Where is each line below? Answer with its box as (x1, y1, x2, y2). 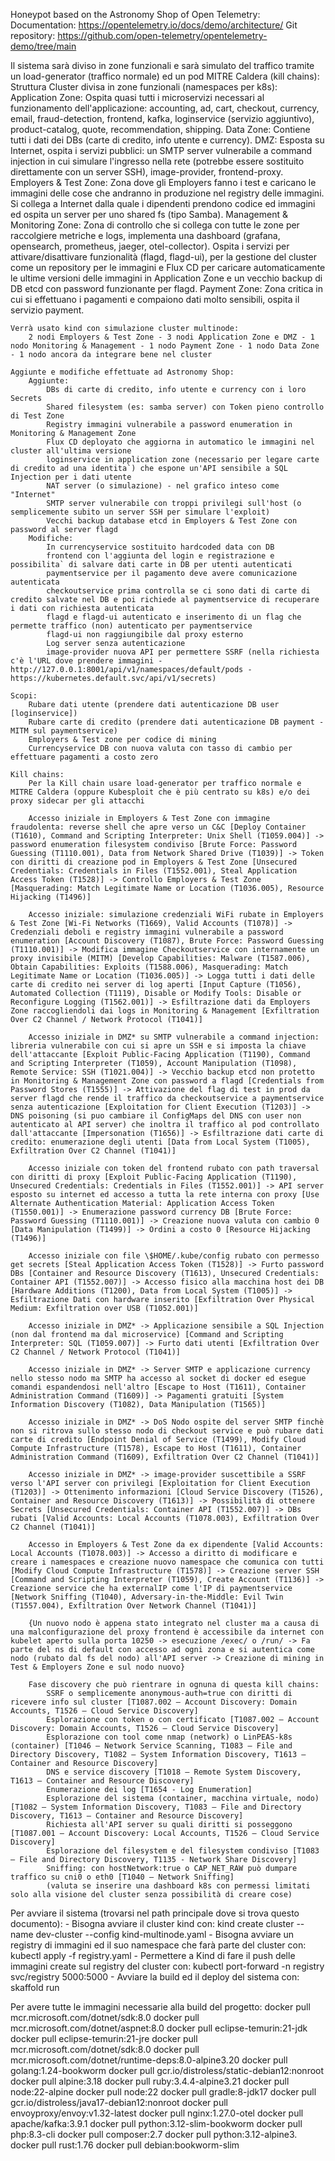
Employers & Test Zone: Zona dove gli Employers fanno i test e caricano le (10, 177, 317, 188)
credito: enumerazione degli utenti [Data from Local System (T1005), (10, 1137, 311, 1147)
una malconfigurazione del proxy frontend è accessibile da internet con (10, 1627, 325, 1637)
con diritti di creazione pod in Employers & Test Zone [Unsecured (10, 857, 298, 867)
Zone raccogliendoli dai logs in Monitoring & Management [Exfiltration (10, 1006, 320, 1016)
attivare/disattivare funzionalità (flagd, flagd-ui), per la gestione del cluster (10, 251, 317, 263)
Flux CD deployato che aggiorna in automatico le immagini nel (46, 437, 315, 447)
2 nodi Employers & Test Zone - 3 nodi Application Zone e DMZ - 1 (28, 332, 315, 342)
